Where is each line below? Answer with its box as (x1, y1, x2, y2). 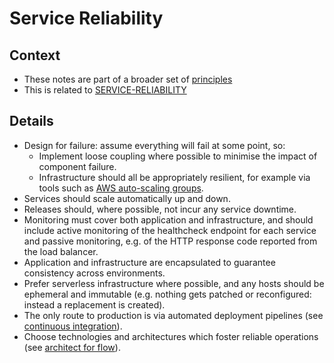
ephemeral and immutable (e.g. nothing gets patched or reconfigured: (23, 288, 312, 300)
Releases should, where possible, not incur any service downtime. (23, 203, 297, 215)
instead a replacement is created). (23, 298, 166, 311)
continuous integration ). (23, 320, 123, 332)
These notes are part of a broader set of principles (23, 73, 233, 85)
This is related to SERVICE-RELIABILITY (23, 84, 187, 96)
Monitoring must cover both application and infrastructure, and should (23, 213, 314, 226)
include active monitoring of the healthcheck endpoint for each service (23, 224, 317, 236)
